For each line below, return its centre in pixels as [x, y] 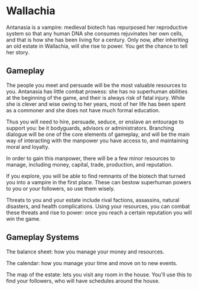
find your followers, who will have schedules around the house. [83, 281]
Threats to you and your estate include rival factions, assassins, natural [93, 200]
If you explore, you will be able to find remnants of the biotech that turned [96, 176]
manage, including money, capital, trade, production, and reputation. [90, 164]
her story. [18, 52]
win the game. [23, 219]
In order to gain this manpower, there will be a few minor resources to [91, 158]
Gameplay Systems [43, 237]
